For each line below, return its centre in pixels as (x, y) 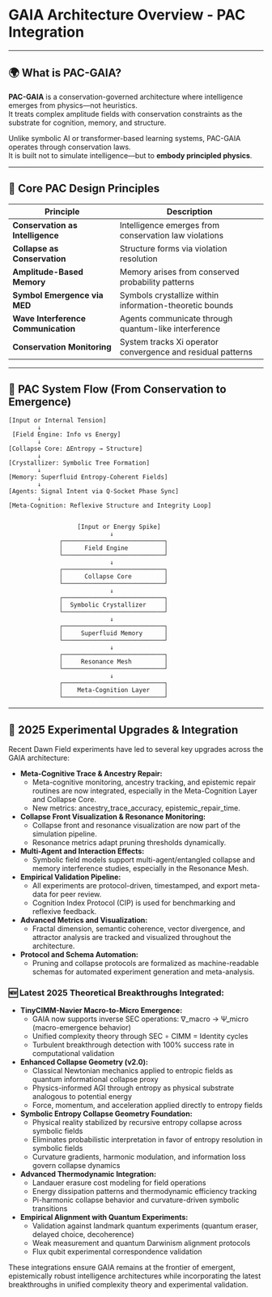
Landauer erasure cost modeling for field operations (119, 1183)
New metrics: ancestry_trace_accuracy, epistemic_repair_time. (136, 808)
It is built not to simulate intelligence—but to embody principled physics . (130, 155)
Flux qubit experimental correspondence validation (117, 1252)
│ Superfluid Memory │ (114, 633)
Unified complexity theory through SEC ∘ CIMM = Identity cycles (140, 1037)
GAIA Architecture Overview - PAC (127, 15)
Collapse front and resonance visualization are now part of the (136, 826)
